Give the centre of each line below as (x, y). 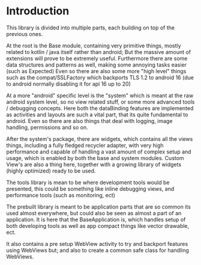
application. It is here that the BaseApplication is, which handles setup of (96, 219)
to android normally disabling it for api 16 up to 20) (68, 84)
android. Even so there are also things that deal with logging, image (89, 121)
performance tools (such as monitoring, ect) (61, 195)
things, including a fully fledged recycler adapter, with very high (85, 145)
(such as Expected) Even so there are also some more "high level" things (96, 71)
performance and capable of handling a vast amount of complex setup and (99, 152)
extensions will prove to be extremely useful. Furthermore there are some (97, 58)
